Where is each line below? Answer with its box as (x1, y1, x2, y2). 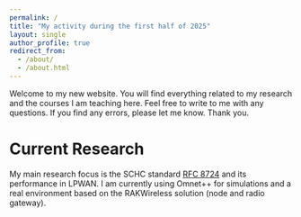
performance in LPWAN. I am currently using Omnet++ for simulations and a (9, 177, 292, 189)
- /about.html (17, 64, 70, 73)
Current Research (9, 139, 145, 159)
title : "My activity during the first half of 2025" (9, 22, 211, 31)
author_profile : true (9, 38, 91, 48)
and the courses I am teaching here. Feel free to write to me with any (9, 97, 264, 108)
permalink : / (9, 13, 58, 23)
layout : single (9, 30, 66, 39)
